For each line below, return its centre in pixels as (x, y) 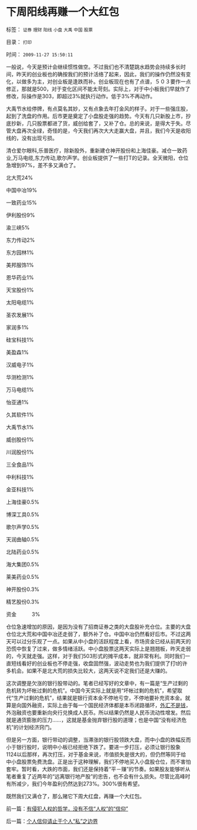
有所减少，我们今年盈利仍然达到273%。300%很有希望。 (74, 784)
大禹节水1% (20, 427)
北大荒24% (20, 177)
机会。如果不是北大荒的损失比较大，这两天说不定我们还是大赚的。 (91, 670)
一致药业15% (21, 203)
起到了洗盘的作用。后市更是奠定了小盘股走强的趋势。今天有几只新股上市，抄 (98, 116)
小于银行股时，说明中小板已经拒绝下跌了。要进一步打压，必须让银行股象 (93, 747)
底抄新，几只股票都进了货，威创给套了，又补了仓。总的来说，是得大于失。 (96, 123)
